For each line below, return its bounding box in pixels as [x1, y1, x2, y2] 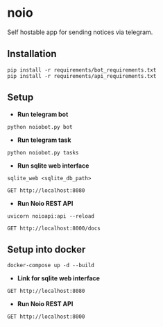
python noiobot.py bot [7, 123, 73, 130]
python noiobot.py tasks [7, 149, 79, 156]
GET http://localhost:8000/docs [7, 225, 101, 232]
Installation [7, 48, 57, 60]
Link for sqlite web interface [17, 274, 101, 282]
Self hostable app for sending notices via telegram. [7, 28, 153, 36]
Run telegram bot [17, 110, 69, 118]
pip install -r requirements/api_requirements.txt [7, 72, 157, 79]
